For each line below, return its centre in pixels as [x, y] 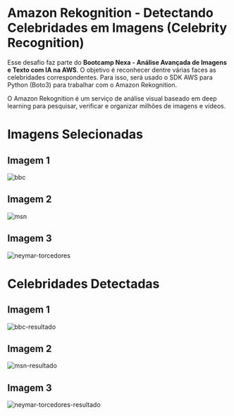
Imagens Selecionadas [75, 134]
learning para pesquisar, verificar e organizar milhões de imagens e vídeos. [117, 106]
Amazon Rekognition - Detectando [110, 13]
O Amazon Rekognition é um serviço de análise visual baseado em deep [112, 98]
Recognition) [46, 43]
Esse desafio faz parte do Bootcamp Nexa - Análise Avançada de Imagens [117, 62]
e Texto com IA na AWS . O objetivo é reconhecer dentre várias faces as [112, 70]
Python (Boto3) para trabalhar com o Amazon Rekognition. [92, 84]
